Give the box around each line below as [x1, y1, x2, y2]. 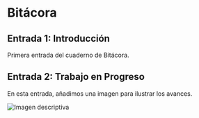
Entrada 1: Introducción [7, 33, 110, 44]
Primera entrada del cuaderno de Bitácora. [7, 51, 130, 59]
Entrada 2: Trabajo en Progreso [7, 71, 145, 83]
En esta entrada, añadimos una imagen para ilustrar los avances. [7, 89, 193, 98]
